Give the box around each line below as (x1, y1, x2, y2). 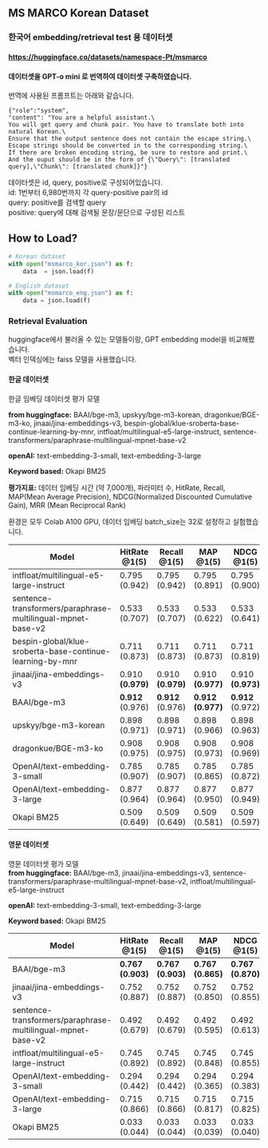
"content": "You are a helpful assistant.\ (8, 114, 156, 122)
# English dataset (8, 281, 69, 290)
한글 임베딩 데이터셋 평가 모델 (8, 393, 100, 403)
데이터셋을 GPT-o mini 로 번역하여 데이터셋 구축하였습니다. (8, 71, 192, 81)
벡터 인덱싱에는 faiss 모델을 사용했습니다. (8, 355, 137, 365)
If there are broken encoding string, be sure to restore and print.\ (8, 149, 248, 157)
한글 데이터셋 (8, 375, 49, 385)
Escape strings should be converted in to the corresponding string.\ (8, 142, 248, 150)
